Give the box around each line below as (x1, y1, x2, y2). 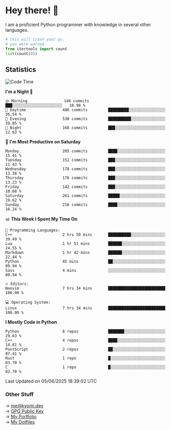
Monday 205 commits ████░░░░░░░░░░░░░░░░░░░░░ (5, 149, 166, 154)
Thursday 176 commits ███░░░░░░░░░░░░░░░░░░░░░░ (5, 176, 166, 181)
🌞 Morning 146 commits (5, 99, 89, 104)
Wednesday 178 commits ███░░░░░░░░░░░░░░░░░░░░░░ (5, 166, 166, 172)
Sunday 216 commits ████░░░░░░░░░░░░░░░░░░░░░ (5, 202, 166, 207)
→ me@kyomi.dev (5, 402, 43, 409)
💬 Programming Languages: (5, 228, 60, 233)
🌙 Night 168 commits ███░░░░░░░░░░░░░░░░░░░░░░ (5, 125, 166, 131)
